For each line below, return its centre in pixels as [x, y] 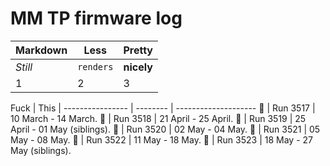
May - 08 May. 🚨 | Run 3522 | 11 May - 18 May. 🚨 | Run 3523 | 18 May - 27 [161, 139]
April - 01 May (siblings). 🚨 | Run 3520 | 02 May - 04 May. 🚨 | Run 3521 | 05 [165, 129]
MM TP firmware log [96, 18]
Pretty [138, 50]
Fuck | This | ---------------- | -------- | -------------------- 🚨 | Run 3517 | [163, 108]
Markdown [41, 50]
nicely [138, 67]
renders [95, 66]
